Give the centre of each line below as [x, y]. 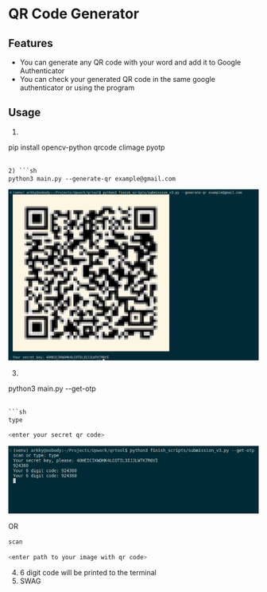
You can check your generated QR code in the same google [118, 79]
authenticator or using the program [77, 88]
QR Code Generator [74, 14]
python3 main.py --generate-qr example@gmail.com [92, 179]
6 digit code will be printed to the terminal [88, 573]
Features [31, 43]
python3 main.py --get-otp [52, 388]
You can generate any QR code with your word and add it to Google [130, 62]
